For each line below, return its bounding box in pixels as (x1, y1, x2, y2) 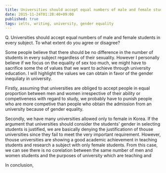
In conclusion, (5, 162, 34, 168)
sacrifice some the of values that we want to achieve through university (5, 65, 151, 71)
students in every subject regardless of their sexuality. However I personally (5, 55, 160, 61)
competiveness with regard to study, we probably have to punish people (5, 96, 152, 102)
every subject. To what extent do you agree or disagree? (5, 40, 120, 46)
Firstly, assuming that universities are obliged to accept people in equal (5, 85, 150, 91)
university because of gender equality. (5, 106, 84, 112)
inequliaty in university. (5, 76, 52, 82)
